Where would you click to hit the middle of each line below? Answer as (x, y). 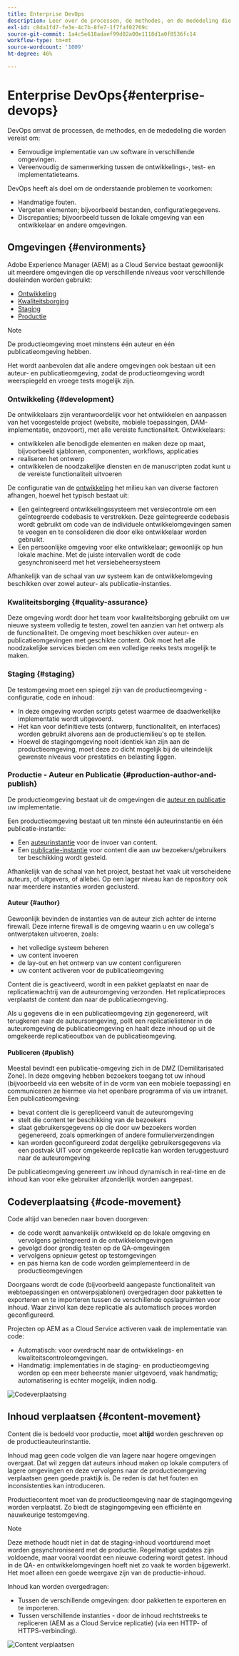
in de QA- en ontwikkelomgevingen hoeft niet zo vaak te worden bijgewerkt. (119, 1565)
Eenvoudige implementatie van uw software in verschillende (106, 151)
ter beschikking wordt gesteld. (62, 857)
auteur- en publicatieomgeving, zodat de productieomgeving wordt (106, 373)
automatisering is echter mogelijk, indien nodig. (87, 1380)
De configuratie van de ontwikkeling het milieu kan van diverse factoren (113, 488)
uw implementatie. (35, 807)
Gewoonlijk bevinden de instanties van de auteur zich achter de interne (112, 919)
